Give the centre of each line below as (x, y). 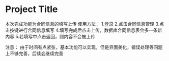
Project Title (32, 9)
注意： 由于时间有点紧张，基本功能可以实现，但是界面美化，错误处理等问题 (84, 47)
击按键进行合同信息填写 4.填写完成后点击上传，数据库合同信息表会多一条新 (84, 30)
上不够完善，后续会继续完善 (34, 53)
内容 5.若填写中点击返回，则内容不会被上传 (50, 36)
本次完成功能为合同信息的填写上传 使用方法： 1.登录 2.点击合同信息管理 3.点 (85, 24)
